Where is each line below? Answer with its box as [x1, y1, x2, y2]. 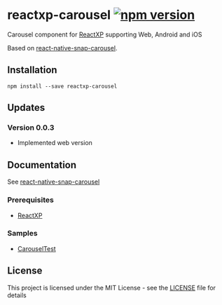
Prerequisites [7, 195, 54, 205]
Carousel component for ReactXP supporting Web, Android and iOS [7, 30, 202, 39]
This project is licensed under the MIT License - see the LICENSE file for [7, 283, 216, 292]
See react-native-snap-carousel [7, 177, 100, 186]
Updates [7, 102, 46, 114]
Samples [7, 229, 38, 238]
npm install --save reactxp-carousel [7, 83, 118, 90]
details [7, 291, 27, 299]
